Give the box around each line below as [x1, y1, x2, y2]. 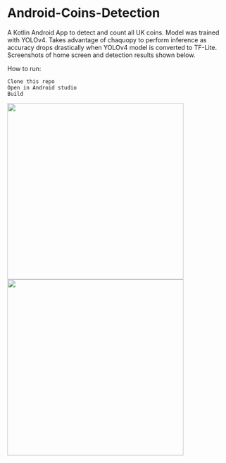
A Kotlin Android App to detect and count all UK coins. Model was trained [7, 28, 220, 37]
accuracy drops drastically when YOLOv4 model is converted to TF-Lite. [7, 43, 218, 51]
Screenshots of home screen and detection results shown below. [7, 51, 196, 59]
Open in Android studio [7, 84, 77, 91]
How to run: [7, 64, 42, 73]
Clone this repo [7, 78, 55, 85]
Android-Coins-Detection [7, 5, 161, 21]
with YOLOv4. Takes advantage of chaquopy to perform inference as [7, 35, 207, 44]
